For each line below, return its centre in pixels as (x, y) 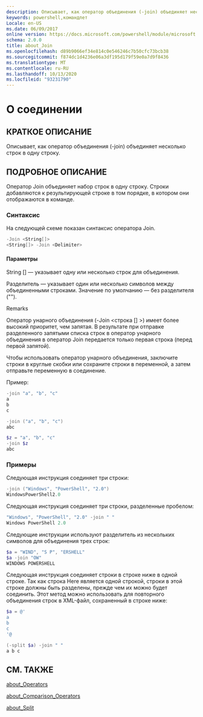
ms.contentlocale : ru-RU (37, 68)
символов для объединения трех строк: (58, 541)
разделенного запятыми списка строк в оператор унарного (84, 333)
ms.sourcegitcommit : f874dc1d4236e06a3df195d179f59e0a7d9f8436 (88, 57)
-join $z (17, 444)
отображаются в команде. (40, 199)
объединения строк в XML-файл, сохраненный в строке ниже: (87, 601)
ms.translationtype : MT (36, 62)
